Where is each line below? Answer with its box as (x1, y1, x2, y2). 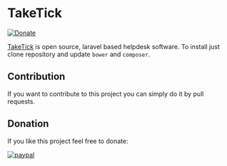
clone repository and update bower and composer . (7, 50, 151, 58)
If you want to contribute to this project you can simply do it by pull (7, 89, 204, 98)
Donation (7, 118, 49, 130)
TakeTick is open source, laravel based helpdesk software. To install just (7, 42, 220, 51)
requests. (7, 97, 36, 105)
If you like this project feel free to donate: (7, 137, 128, 145)
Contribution (7, 71, 66, 83)
